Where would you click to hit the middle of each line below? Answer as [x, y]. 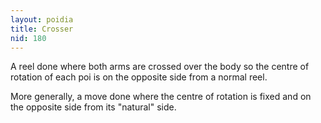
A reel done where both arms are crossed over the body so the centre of [160, 67]
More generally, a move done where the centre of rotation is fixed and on [161, 97]
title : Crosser [42, 29]
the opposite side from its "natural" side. [93, 107]
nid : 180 [28, 38]
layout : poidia [42, 19]
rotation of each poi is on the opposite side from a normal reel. [139, 77]
